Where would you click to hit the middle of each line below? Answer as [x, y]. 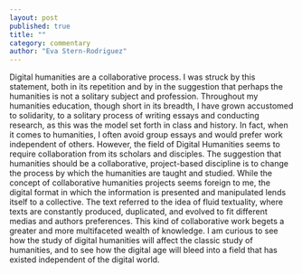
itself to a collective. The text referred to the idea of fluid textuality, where [146, 202]
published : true [40, 26]
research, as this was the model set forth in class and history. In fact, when [149, 125]
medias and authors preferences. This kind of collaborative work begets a [147, 222]
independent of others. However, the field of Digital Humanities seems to [145, 145]
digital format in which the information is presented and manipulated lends [148, 193]
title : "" [28, 34]
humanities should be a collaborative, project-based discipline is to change [149, 164]
